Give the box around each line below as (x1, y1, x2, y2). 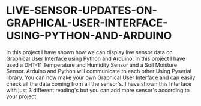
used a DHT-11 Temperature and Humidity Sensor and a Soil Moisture (6, 61, 178, 68)
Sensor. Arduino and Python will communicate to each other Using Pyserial (6, 67, 192, 74)
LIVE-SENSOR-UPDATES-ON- (6, 4, 158, 17)
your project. (6, 93, 38, 100)
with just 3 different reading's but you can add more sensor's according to (6, 86, 190, 93)
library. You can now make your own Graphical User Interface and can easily (6, 74, 196, 81)
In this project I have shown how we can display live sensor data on (6, 48, 173, 55)
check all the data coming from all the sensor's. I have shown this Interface (6, 80, 192, 87)
